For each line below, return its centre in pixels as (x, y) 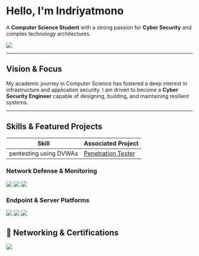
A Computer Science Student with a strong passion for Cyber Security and (99, 27)
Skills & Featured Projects (54, 127)
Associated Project (111, 143)
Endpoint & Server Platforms (48, 200)
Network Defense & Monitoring (52, 171)
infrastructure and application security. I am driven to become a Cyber (92, 90)
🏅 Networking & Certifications (62, 233)
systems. (17, 102)
